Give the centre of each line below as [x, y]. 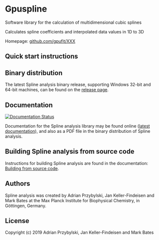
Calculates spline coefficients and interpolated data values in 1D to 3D [74, 32]
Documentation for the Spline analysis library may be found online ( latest [78, 126]
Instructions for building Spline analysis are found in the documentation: [77, 163]
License [17, 221]
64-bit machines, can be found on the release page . [57, 90]
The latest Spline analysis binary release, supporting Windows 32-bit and [78, 85]
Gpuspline [26, 9]
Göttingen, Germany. [26, 206]
